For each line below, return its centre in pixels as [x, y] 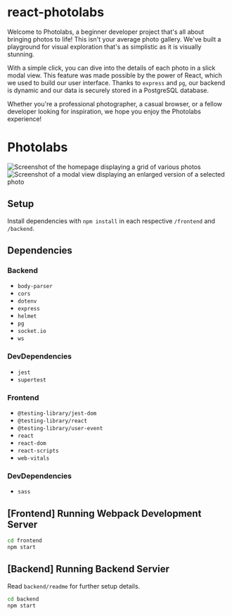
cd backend [23, 599]
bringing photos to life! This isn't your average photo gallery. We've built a [114, 39]
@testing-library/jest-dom [57, 413]
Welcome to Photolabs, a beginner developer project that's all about [106, 32]
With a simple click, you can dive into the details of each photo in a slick [111, 68]
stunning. [21, 54]
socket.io [32, 332]
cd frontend [25, 541]
